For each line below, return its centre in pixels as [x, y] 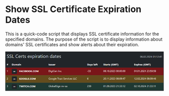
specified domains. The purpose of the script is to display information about [84, 39]
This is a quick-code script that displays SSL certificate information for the [82, 34]
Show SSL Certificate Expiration [73, 9]
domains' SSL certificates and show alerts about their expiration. [72, 44]
